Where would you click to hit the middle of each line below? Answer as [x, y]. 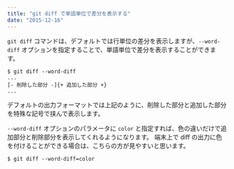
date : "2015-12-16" [36, 20]
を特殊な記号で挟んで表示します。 [56, 113]
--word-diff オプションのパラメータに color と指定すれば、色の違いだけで [114, 128]
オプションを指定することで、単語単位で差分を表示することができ [116, 49]
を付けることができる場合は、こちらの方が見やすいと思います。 [99, 145]
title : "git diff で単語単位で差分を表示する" [69, 14]
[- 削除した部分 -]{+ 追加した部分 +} [57, 85]
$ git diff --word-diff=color [51, 159]
